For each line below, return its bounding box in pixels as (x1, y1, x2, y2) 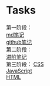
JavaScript (6, 67, 32, 74)
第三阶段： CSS (6, 60, 44, 68)
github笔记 (6, 38, 32, 45)
